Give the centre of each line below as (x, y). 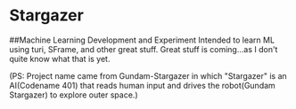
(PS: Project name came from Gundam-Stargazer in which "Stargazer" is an (148, 75)
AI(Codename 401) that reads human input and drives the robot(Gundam (143, 85)
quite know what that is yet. (60, 58)
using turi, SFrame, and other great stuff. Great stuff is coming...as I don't (144, 49)
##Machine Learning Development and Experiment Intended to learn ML (142, 40)
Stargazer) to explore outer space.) (74, 95)
